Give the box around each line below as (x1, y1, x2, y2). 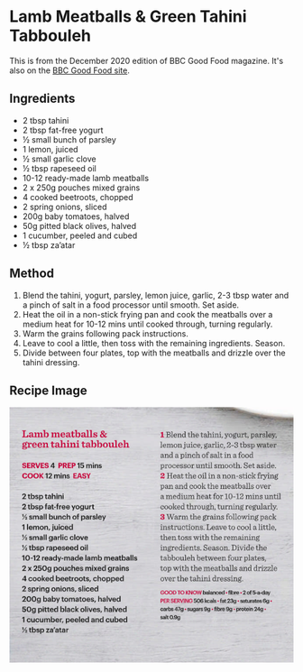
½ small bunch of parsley (22, 133, 117, 145)
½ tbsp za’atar (22, 239, 76, 250)
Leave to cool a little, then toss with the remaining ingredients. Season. (22, 337, 286, 348)
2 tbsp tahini (22, 115, 69, 125)
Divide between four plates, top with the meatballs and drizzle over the (22, 347, 286, 358)
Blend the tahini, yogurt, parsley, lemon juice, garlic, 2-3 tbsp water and (22, 290, 289, 300)
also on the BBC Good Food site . (9, 65, 131, 76)
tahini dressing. (22, 356, 80, 367)
